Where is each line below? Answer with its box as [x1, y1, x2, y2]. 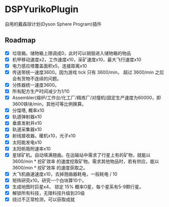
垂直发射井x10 [12, 120, 42, 126]
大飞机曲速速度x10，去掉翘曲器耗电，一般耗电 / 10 [12, 171, 118, 177]
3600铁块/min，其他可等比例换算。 [12, 101, 87, 107]
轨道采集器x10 [12, 126, 42, 132]
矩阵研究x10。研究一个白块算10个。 [12, 177, 87, 183]
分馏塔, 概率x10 [12, 108, 44, 114]
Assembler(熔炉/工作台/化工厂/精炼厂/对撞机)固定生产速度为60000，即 [12, 95, 161, 101]
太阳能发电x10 [12, 139, 42, 145]
